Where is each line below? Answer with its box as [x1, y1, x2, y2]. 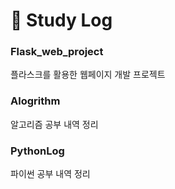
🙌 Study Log [10, 9, 113, 32]
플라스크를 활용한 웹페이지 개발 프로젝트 [10, 69, 166, 81]
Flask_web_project [10, 45, 104, 59]
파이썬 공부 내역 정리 [10, 168, 91, 180]
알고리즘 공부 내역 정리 [10, 118, 99, 130]
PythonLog [10, 144, 65, 158]
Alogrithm [10, 94, 61, 108]
